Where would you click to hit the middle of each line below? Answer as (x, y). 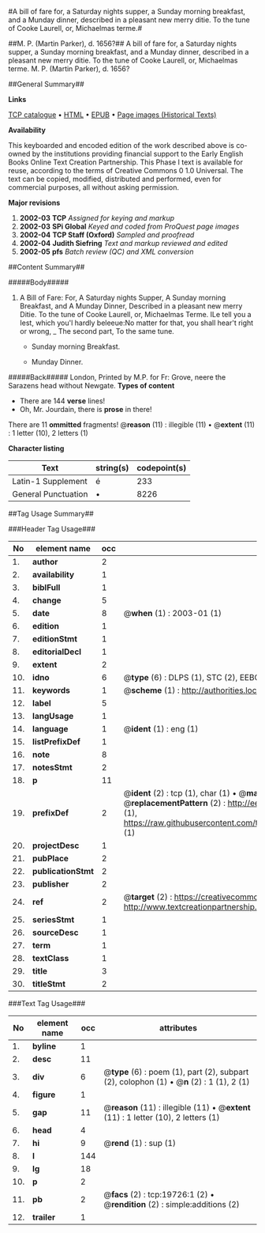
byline (45, 1046)
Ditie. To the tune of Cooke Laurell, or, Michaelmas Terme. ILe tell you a (135, 314)
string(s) (112, 468)
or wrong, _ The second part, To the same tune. (97, 331)
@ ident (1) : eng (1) (161, 729)
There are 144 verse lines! (62, 401)
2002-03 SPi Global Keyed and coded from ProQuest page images (129, 226)
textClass (51, 958)
